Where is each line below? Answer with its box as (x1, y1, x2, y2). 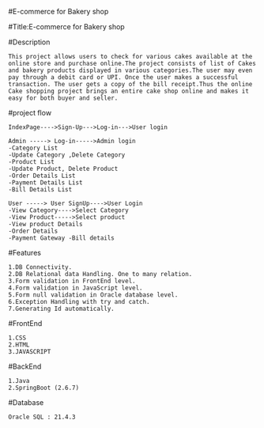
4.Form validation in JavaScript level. (8, 284, 144, 292)
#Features (8, 248, 42, 257)
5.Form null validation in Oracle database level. (8, 291, 179, 299)
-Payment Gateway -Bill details (8, 234, 115, 242)
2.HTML (8, 341, 30, 349)
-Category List (8, 144, 58, 152)
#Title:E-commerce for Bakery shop (8, 22, 125, 31)
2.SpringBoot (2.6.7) (8, 384, 80, 392)
